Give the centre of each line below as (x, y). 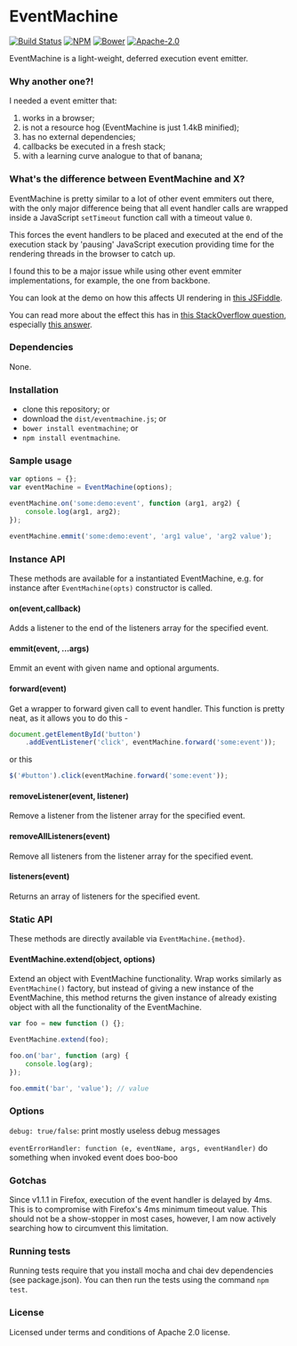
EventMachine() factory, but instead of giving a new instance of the (132, 988)
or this (21, 760)
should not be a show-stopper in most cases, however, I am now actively (143, 1219)
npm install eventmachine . (71, 437)
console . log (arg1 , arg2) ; (73, 512)
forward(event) (38, 689)
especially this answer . (51, 324)
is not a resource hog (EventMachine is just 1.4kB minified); (131, 127)
